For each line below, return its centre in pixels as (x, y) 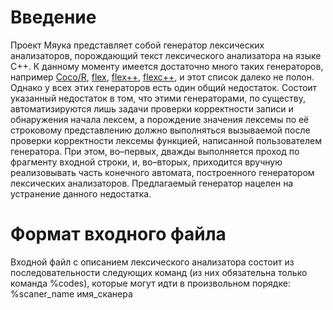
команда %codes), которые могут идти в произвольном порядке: (150, 283)
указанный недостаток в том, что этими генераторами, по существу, (158, 98)
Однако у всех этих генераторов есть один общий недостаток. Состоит (164, 87)
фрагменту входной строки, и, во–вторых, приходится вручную (146, 162)
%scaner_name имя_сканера (71, 293)
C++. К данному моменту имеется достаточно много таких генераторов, (167, 66)
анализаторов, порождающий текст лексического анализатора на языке (166, 55)
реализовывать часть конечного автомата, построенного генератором (162, 172)
